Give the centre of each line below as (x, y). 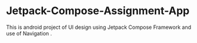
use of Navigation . (29, 33)
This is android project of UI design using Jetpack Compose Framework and (99, 27)
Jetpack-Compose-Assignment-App (98, 11)
